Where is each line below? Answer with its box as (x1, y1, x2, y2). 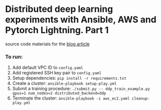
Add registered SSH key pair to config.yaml (12, 70, 102, 76)
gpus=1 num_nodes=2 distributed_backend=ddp (12, 91, 106, 96)
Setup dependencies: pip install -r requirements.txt (12, 75, 127, 81)
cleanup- (131, 96, 150, 101)
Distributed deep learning (5, 3, 113, 15)
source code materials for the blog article (5, 41, 90, 47)
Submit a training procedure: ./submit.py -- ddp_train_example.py (12, 86, 150, 92)
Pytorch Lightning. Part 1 (5, 25, 109, 36)
